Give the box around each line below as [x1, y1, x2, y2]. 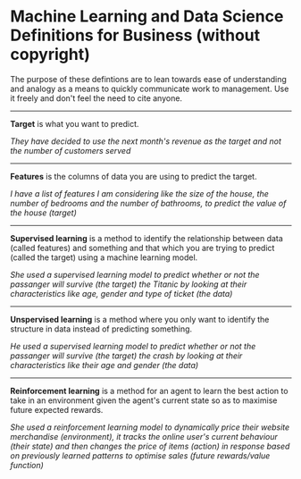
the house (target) [10, 207, 77, 218]
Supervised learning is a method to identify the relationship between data [10, 232, 284, 243]
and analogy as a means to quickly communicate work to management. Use [10, 83, 289, 94]
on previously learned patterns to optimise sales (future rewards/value [10, 450, 271, 461]
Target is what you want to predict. [10, 118, 139, 129]
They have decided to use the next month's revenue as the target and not [10, 136, 282, 147]
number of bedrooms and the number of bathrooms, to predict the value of [10, 197, 287, 208]
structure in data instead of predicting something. [10, 324, 193, 334]
